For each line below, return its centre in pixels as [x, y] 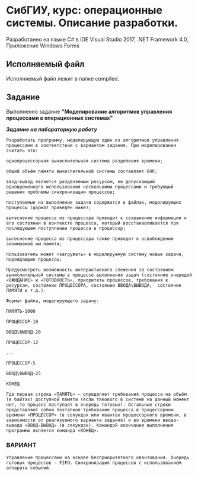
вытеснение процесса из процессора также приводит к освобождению [90, 239]
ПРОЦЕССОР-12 [22, 342]
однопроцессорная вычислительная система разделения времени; [84, 161]
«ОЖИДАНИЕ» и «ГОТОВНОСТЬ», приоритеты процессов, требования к [87, 280]
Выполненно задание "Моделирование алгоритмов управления [89, 111]
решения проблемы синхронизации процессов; [61, 192]
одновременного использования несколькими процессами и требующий [90, 187]
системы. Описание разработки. [92, 23]
